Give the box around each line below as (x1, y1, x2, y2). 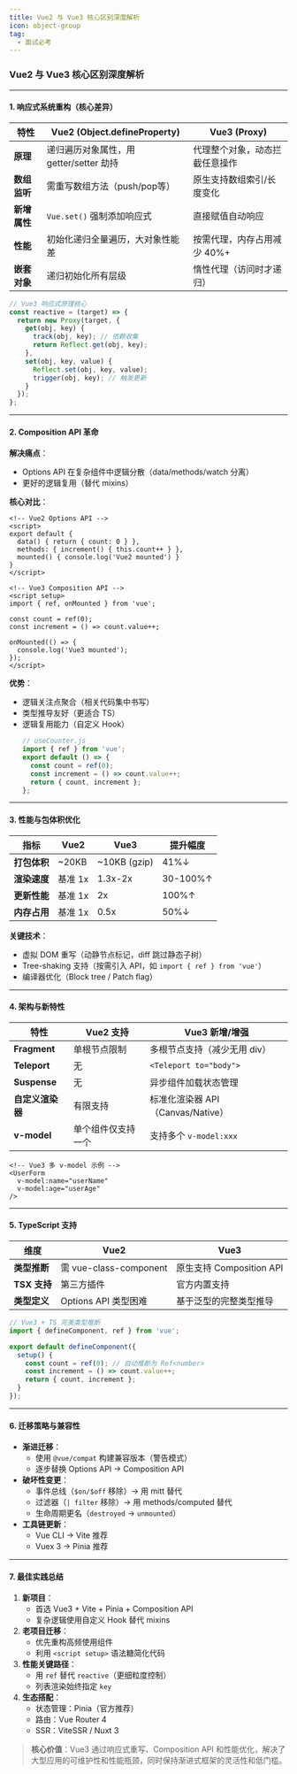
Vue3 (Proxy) (209, 126, 268, 138)
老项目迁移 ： (21, 1625, 69, 1637)
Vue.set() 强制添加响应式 (46, 210, 152, 222)
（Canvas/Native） (149, 1106, 229, 1118)
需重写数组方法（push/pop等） (46, 180, 175, 192)
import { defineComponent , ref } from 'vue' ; (9, 1326, 179, 1335)
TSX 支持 (13, 1279, 52, 1291)
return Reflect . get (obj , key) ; (32, 341, 148, 349)
